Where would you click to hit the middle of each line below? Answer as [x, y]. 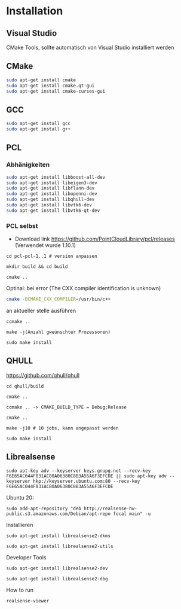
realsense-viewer [28, 601]
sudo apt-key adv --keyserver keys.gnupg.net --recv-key [79, 471]
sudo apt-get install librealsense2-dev [57, 568]
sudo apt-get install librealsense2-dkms [59, 536]
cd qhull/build [25, 386]
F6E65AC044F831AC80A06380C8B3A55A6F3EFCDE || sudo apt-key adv [87, 476]
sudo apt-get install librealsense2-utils [60, 546]
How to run [20, 590]
